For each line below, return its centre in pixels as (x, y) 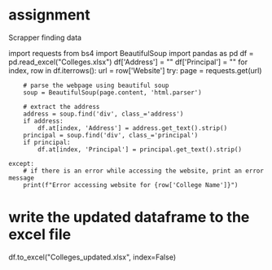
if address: (43, 121)
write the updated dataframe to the (129, 218)
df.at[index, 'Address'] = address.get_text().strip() (133, 128)
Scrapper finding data (45, 37)
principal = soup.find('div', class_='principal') (111, 135)
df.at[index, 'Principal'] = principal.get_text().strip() (140, 149)
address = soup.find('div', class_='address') (103, 114)
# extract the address (61, 107)
